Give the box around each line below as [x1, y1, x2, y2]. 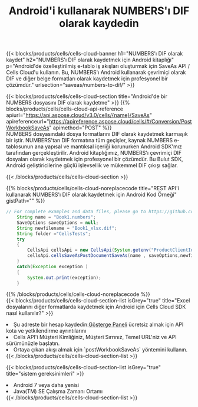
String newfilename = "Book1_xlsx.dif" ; [16, 225, 117, 231]
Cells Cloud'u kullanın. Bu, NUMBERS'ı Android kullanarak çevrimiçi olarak [6, 69, 186, 76]
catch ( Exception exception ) [16, 263, 88, 269]
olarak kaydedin [58, 17, 140, 30]
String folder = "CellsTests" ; [16, 230, 91, 237]
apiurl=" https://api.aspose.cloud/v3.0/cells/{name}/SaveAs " [6, 112, 152, 119]
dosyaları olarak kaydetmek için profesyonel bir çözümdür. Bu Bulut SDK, [6, 155, 184, 163]
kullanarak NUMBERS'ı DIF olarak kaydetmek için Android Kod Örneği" [6, 191, 177, 198]
